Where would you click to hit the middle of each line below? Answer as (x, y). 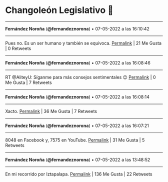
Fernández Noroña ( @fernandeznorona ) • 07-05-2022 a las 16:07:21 (77, 125)
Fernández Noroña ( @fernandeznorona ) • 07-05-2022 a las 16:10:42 (77, 28)
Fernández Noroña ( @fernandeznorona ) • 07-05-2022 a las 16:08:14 (77, 96)
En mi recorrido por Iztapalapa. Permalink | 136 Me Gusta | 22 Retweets (79, 174)
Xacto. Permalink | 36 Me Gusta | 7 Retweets (51, 111)
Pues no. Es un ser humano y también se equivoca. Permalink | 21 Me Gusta (83, 43)
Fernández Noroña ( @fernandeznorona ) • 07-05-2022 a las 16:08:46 (78, 62)
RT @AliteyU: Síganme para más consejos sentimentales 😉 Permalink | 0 (80, 77)
